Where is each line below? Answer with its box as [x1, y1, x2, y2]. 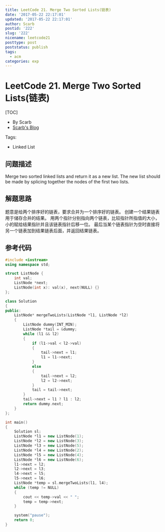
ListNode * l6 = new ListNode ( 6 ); [14, 457, 84, 462]
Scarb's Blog [12, 124, 39, 130]
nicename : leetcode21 [5, 36, 50, 41]
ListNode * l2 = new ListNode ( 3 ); [14, 439, 84, 444]
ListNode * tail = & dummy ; [23, 327, 77, 332]
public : [5, 308, 21, 313]
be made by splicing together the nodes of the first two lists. [5, 179, 129, 185]
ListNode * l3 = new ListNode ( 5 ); [14, 443, 84, 448]
